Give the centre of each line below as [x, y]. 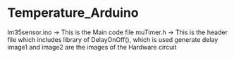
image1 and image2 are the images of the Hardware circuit [92, 47]
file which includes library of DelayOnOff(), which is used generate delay [113, 39]
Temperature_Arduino [73, 13]
